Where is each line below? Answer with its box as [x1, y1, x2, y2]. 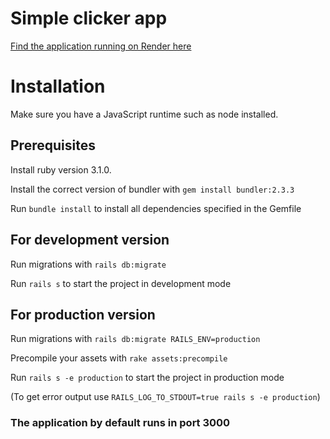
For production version [10, 306, 156, 323]
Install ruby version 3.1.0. [10, 163, 112, 176]
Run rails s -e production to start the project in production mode [10, 372, 285, 384]
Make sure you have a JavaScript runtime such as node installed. [10, 108, 279, 120]
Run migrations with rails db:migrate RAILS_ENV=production [10, 333, 261, 345]
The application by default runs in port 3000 [10, 416, 231, 430]
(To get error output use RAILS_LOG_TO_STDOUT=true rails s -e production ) [10, 391, 321, 403]
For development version [10, 232, 170, 249]
